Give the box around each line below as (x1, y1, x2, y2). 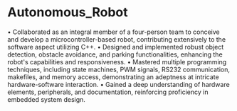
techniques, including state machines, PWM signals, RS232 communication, (7, 65, 230, 74)
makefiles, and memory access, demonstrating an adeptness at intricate (7, 72, 219, 81)
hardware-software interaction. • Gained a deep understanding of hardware (7, 80, 230, 88)
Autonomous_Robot (7, 4, 128, 21)
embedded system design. (7, 95, 85, 103)
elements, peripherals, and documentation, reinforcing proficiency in (7, 88, 209, 96)
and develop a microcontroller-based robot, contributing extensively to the (7, 35, 226, 43)
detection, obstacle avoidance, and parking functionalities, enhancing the (7, 50, 223, 59)
